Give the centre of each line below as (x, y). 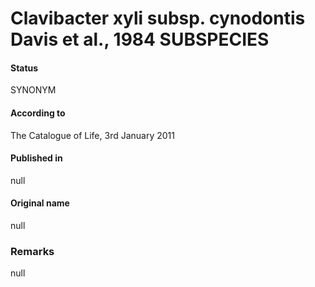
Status (24, 68)
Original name (40, 203)
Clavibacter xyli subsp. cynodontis (158, 18)
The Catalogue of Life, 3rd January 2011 (92, 135)
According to (38, 113)
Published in (36, 158)
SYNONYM (33, 90)
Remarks (32, 251)
